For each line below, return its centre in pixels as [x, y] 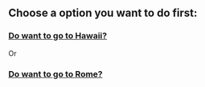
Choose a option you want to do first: [103, 13]
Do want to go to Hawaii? [57, 36]
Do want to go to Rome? [55, 73]
